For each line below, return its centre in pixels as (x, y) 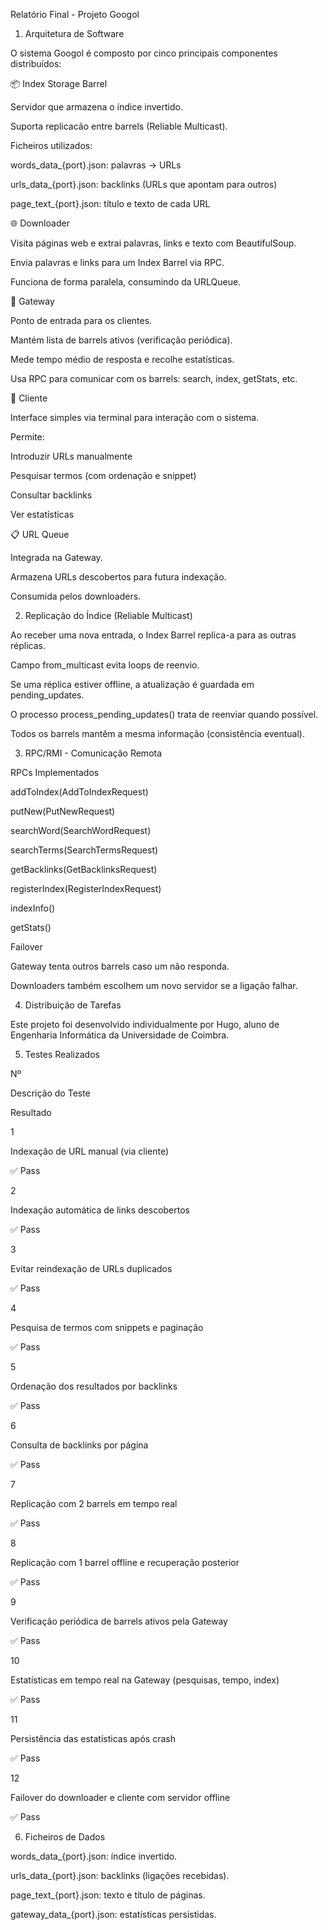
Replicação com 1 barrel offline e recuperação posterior (125, 1562)
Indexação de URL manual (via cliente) (90, 1151)
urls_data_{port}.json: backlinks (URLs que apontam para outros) (144, 184)
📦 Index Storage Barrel (59, 83)
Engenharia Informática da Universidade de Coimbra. (120, 1035)
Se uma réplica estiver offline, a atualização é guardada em (132, 684)
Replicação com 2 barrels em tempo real (94, 1503)
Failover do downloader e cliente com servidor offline (120, 1797)
